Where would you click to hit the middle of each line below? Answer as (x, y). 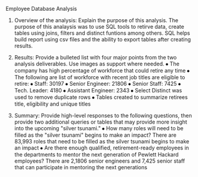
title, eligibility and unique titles (52, 104)
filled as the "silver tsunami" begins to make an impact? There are (95, 135)
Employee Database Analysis (41, 9)
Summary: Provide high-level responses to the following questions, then (103, 115)
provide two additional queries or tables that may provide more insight (101, 122)
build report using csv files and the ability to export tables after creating (103, 39)
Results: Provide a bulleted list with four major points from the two (95, 57)
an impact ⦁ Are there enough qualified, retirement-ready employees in (102, 148)
